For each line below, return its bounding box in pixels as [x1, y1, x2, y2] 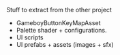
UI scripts [16, 33, 44, 41]
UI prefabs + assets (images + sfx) [16, 41, 114, 48]
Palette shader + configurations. [16, 26, 107, 34]
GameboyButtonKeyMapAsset [16, 19, 101, 26]
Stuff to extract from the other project [6, 6, 112, 14]
